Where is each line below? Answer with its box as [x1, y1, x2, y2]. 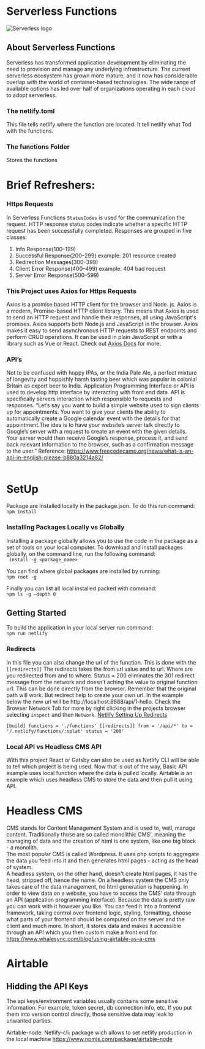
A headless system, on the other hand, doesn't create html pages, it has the [6, 870, 198, 877]
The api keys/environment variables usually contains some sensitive [6, 997, 179, 1005]
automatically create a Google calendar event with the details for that [6, 415, 181, 422]
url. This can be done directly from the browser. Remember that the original [6, 685, 196, 692]
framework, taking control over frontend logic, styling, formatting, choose [6, 909, 192, 916]
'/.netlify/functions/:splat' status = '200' [6, 728, 124, 735]
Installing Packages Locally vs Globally [6, 523, 125, 532]
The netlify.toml [6, 106, 55, 115]
